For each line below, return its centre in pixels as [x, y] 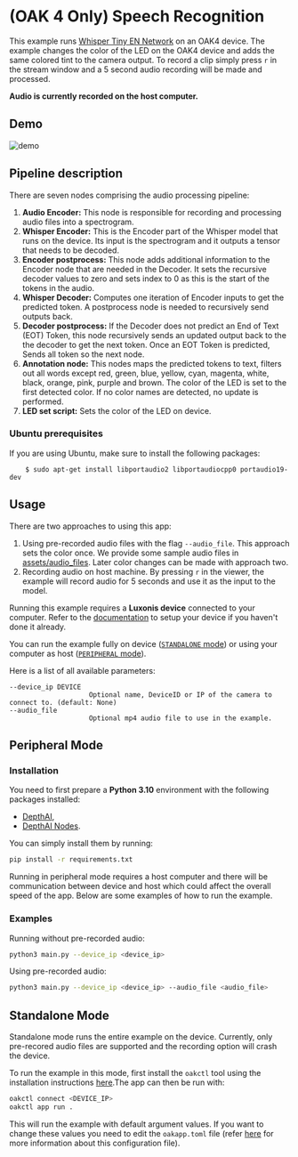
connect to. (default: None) [63, 702]
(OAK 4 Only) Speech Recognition [137, 16]
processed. [30, 78]
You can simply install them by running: [81, 844]
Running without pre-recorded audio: [77, 938]
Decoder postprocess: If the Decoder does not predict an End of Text [150, 326]
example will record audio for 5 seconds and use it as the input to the [149, 581]
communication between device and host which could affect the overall [140, 886]
